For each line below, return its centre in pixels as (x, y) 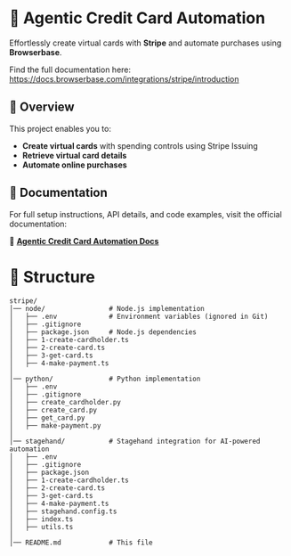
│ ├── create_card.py (53, 410)
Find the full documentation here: (70, 69)
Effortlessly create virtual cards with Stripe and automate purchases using (145, 43)
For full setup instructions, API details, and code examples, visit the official (145, 214)
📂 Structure (52, 277)
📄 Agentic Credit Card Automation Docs (84, 241)
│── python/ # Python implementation (105, 379)
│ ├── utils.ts (41, 527)
